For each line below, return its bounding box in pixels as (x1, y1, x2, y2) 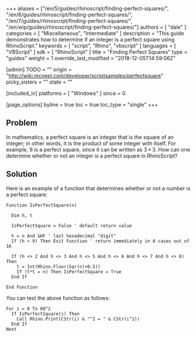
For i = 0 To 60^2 (6, 305, 51, 312)
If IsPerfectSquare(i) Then (11, 311, 80, 317)
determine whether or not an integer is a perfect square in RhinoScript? (6, 152, 178, 159)
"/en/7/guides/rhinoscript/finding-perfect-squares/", (6, 18, 133, 24)
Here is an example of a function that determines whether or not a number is (6, 184, 191, 192)
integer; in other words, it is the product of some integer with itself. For (6, 140, 177, 147)
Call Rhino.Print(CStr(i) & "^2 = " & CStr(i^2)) (16, 316, 140, 322)
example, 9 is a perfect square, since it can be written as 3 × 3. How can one (6, 146, 190, 153)
